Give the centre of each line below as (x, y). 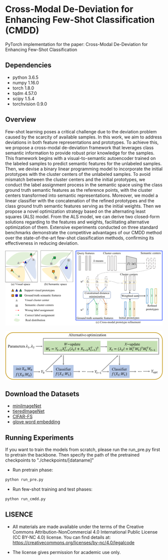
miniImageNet (27, 406)
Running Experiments (39, 437)
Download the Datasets (42, 394)
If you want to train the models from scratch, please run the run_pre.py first (83, 450)
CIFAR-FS (22, 417)
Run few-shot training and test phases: (52, 489)
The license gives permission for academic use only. (66, 552)
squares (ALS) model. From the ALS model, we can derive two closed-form (82, 216)
